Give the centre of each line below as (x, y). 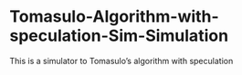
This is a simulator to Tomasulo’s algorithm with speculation (121, 61)
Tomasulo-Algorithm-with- (114, 17)
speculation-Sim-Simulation (119, 36)
